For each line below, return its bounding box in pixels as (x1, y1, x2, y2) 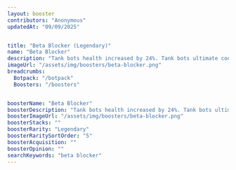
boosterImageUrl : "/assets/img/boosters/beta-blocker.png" (7, 113, 184, 120)
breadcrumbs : (7, 68, 46, 75)
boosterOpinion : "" (7, 145, 65, 153)
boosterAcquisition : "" (7, 139, 77, 146)
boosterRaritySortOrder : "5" (7, 132, 93, 139)
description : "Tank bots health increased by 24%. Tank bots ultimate (7, 55, 218, 62)
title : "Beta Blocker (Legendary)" (7, 42, 112, 49)
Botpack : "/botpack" (13, 74, 74, 81)
